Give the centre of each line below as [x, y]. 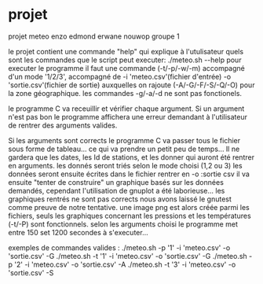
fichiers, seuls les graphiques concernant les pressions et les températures [130, 216]
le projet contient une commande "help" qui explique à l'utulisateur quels [126, 51]
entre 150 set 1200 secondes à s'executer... [78, 232]
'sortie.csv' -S [31, 272]
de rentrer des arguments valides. [63, 125]
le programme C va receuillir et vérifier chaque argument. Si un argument [126, 109]
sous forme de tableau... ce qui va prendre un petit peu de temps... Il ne [124, 149]
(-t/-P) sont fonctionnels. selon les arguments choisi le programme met [123, 224]
